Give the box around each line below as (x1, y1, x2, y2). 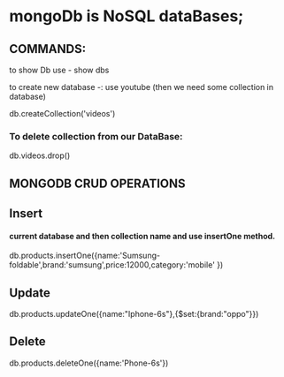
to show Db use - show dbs (9, 64, 110, 75)
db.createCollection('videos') (9, 109, 116, 118)
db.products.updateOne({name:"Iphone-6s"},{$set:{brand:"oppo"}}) (9, 309, 259, 320)
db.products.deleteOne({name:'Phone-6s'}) (9, 358, 169, 368)
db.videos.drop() (9, 150, 71, 161)
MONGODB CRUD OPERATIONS (9, 176, 186, 191)
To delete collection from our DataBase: (9, 130, 183, 142)
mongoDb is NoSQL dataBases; (9, 6, 244, 26)
